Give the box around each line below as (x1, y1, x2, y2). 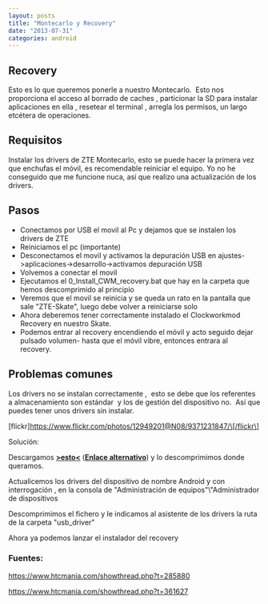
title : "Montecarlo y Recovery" (8, 19, 116, 27)
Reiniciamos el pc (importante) (19, 242, 122, 252)
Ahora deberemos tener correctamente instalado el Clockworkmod (19, 310, 241, 320)
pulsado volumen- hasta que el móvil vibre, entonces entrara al (19, 336, 228, 345)
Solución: (8, 437, 40, 446)
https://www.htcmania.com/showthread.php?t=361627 (8, 586, 189, 596)
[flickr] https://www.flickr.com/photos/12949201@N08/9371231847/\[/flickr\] (8, 421, 260, 431)
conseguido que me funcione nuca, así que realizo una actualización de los (8, 171, 257, 181)
